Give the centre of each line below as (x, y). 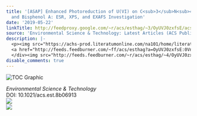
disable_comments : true (35, 60)
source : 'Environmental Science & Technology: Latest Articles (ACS (91, 33)
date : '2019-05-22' (30, 22)
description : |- (26, 39)
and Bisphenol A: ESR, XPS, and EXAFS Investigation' (78, 17)
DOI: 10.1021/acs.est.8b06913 (42, 95)
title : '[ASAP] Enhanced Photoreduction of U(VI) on (72, 11)
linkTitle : (19, 28)
